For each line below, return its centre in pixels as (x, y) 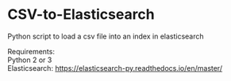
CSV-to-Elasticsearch (81, 15)
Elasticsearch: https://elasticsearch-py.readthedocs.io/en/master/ (115, 68)
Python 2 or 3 (30, 60)
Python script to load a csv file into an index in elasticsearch (106, 36)
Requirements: (31, 51)
